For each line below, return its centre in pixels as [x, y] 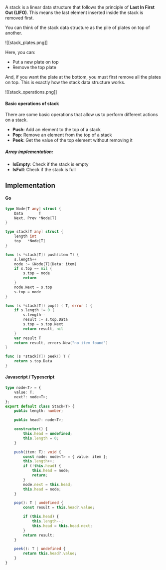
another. [14, 33]
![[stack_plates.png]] [27, 43]
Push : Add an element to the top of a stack [56, 130]
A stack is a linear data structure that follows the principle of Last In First [80, 7]
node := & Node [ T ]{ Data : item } [46, 264]
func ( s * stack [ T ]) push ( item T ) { [42, 255]
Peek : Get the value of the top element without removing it [73, 140]
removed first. [19, 18]
